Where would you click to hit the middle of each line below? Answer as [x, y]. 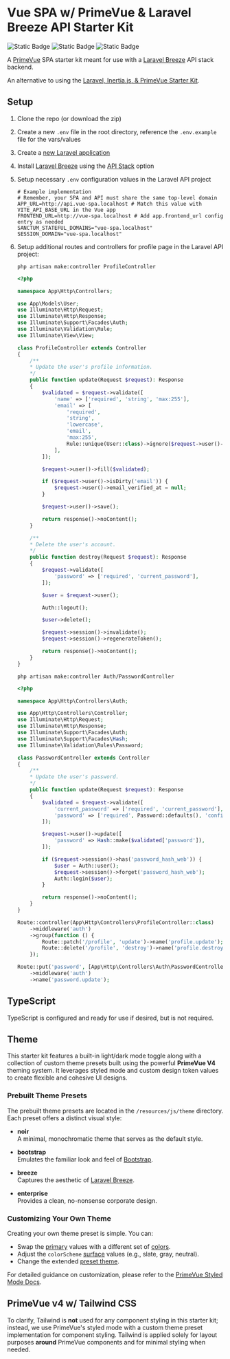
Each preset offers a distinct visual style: [65, 1118]
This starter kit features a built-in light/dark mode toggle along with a [104, 1056]
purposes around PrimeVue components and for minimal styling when [106, 1342]
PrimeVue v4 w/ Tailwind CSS [72, 1304]
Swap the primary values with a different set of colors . [94, 1246]
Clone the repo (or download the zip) [69, 118]
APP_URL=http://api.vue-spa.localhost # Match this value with [110, 204]
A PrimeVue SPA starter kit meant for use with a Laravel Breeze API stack [111, 59]
